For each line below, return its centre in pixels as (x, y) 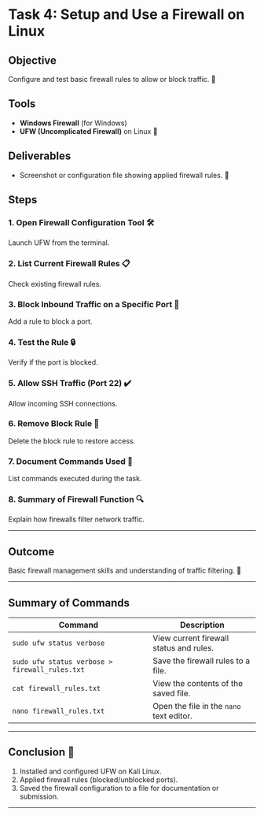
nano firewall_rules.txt (59, 711)
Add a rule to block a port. (50, 321)
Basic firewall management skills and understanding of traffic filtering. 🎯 (125, 571)
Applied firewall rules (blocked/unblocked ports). (99, 779)
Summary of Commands (69, 603)
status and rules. (183, 648)
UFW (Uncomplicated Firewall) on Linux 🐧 (89, 131)
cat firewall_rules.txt (57, 688)
